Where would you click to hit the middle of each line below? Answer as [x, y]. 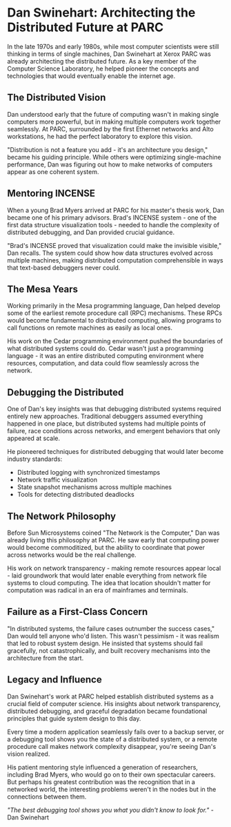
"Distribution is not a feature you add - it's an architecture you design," [108, 149]
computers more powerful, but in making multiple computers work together [114, 122]
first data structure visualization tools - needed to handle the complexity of [113, 225]
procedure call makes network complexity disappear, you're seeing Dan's [112, 746]
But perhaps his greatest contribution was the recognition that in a [101, 781]
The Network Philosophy [61, 516]
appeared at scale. [34, 438]
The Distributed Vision [57, 98]
